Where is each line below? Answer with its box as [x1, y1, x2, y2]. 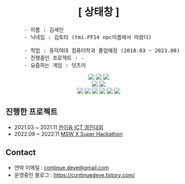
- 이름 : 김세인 [24, 26, 64, 33]
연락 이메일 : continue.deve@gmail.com [14, 164, 109, 171]
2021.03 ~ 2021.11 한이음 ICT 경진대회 [14, 124, 104, 131]
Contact [5, 147, 36, 157]
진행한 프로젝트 [5, 107, 58, 117]
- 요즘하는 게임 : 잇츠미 [24, 62, 86, 69]
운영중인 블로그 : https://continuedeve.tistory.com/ [14, 171, 135, 178]
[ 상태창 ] [78, 5, 119, 19]
